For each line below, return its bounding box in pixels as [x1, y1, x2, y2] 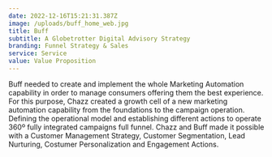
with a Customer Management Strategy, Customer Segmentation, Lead [8, 130, 246, 140]
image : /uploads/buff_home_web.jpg [8, 19, 129, 28]
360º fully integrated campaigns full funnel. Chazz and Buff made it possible [8, 122, 265, 132]
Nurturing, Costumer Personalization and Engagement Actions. [8, 139, 219, 149]
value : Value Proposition [8, 57, 96, 66]
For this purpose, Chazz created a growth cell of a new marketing [8, 96, 228, 106]
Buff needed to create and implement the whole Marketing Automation [8, 78, 244, 89]
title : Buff [8, 27, 49, 35]
